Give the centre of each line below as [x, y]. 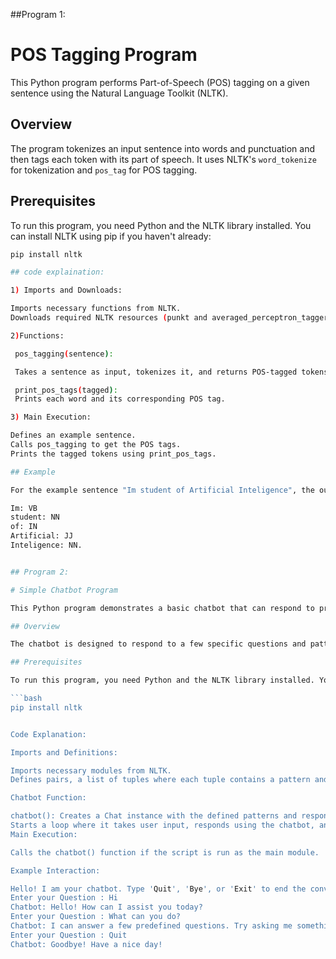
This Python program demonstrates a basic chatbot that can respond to [162, 608]
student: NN [35, 517]
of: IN [24, 527]
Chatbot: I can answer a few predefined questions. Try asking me [151, 926]
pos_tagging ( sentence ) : [64, 354]
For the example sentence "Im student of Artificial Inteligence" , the [162, 490]
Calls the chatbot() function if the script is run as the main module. [165, 852]
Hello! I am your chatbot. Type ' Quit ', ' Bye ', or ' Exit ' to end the [158, 889]
